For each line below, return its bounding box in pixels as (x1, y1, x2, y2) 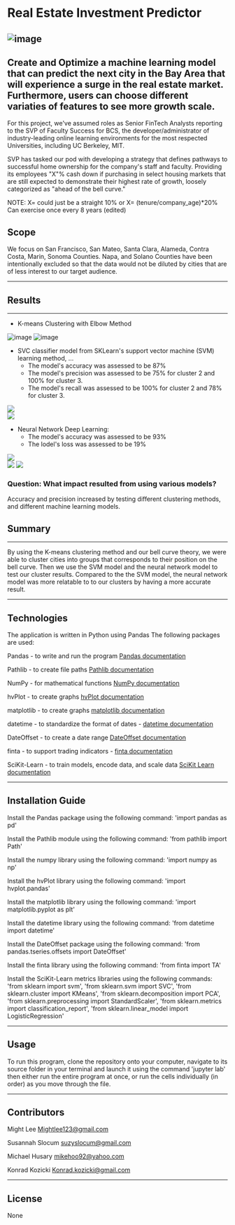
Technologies (7, 612, 69, 624)
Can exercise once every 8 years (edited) (7, 206, 127, 215)
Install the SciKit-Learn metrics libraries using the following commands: (7, 974, 213, 983)
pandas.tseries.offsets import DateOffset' (7, 947, 127, 956)
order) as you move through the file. (7, 1079, 111, 1088)
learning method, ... (17, 354, 74, 363)
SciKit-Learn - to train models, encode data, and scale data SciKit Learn (7, 760, 215, 769)
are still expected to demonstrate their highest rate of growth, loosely (7, 178, 207, 186)
